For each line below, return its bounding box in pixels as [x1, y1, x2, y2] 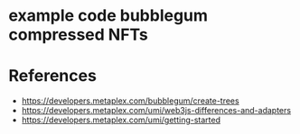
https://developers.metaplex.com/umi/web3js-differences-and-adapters [21, 105, 291, 116]
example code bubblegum [8, 5, 209, 26]
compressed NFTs [8, 24, 148, 45]
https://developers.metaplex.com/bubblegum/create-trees [21, 95, 240, 106]
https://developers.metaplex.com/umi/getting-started [21, 114, 221, 126]
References [8, 66, 97, 86]
